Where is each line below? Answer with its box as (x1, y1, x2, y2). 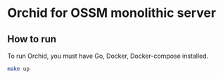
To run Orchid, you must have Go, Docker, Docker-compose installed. (7, 51, 209, 60)
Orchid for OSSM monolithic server (7, 5, 217, 21)
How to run (7, 33, 57, 45)
